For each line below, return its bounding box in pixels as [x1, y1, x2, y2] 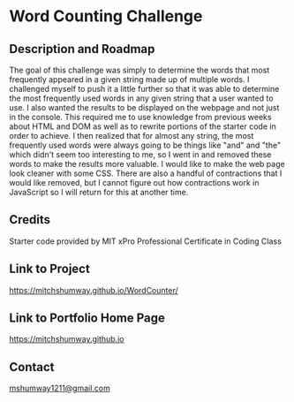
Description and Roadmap [9, 42, 155, 57]
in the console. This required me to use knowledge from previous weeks [9, 112, 272, 122]
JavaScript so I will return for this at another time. [9, 187, 189, 197]
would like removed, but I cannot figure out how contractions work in [9, 178, 260, 187]
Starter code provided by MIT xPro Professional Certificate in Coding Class [9, 236, 283, 247]
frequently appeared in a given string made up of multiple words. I [9, 74, 250, 85]
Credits [9, 212, 51, 227]
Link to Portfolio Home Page [9, 311, 165, 326]
